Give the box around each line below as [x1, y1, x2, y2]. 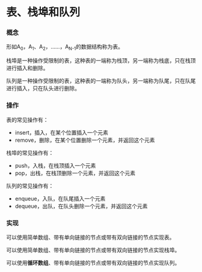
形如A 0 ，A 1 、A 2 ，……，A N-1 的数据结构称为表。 [6, 43, 123, 52]
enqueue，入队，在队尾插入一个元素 [14, 195, 106, 202]
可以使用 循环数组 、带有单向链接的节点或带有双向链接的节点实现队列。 [6, 259, 180, 266]
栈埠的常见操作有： [6, 149, 54, 156]
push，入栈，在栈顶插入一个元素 [14, 162, 96, 169]
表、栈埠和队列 [6, 5, 81, 19]
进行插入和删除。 [6, 64, 49, 72]
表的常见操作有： [6, 116, 49, 123]
